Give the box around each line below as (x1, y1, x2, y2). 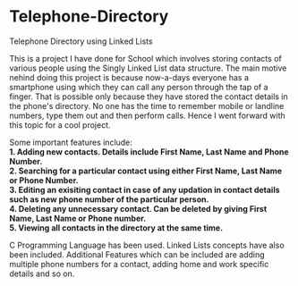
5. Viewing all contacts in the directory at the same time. (9, 222, 224, 233)
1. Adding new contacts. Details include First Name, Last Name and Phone (9, 146, 289, 157)
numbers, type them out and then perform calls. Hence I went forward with (9, 110, 285, 121)
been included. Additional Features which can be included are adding (9, 248, 266, 260)
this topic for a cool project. (9, 119, 111, 130)
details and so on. (9, 268, 75, 279)
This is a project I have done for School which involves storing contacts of (9, 53, 282, 63)
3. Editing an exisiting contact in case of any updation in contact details (9, 184, 280, 195)
